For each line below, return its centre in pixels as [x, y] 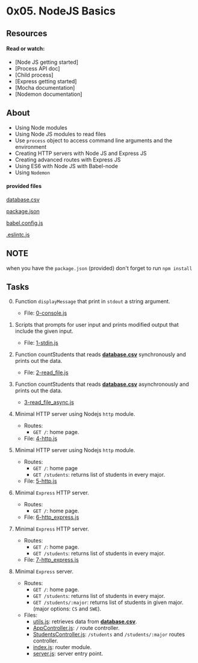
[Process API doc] [37, 68]
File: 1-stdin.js [41, 343]
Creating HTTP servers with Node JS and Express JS [81, 153]
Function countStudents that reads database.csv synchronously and [101, 354]
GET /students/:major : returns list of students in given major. [108, 602]
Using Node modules [41, 127]
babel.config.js [25, 223]
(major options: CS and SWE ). [67, 609]
